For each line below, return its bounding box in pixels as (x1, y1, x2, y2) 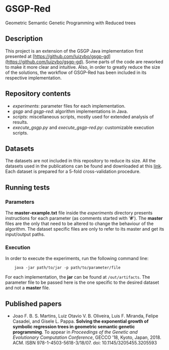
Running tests (5, 183, 50, 192)
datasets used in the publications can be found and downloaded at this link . (5, 163, 162, 169)
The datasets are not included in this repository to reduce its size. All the (5, 158, 156, 164)
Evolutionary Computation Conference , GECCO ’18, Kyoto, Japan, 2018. (12, 334, 161, 340)
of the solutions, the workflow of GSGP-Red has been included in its (5, 69, 147, 75)
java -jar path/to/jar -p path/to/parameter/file (14, 265, 121, 271)
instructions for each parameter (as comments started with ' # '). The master (5, 215, 163, 222)
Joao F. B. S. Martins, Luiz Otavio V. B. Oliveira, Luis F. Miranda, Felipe (12, 313, 158, 319)
